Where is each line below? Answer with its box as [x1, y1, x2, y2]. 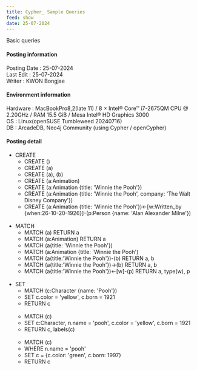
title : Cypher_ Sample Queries [6, 9, 85, 15]
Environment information [6, 91, 71, 98]
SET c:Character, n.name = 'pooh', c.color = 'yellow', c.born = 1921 [24, 319, 191, 326]
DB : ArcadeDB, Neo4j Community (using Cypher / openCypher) [6, 124, 167, 131]
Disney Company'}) [24, 196, 73, 204]
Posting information [6, 50, 58, 58]
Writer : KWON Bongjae [6, 77, 65, 84]
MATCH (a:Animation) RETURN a [24, 235, 106, 242]
